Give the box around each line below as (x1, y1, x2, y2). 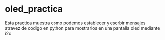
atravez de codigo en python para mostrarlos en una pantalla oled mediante (5, 25, 160, 31)
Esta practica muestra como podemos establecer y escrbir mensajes (5, 20, 146, 26)
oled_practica (5, 3, 63, 15)
